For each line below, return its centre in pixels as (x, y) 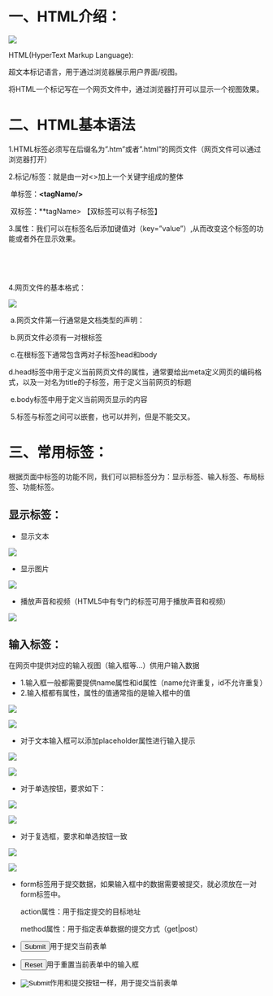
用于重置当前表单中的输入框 (93, 964)
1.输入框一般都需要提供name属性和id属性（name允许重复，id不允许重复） (143, 683)
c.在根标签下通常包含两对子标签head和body (84, 354)
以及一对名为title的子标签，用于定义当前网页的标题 (107, 382)
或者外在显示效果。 (47, 238)
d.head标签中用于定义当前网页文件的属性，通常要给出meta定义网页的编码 (132, 372)
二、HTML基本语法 (72, 125)
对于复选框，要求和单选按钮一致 (74, 837)
